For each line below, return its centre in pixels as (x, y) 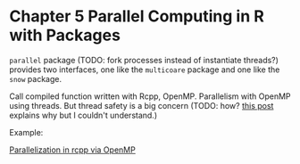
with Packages (65, 35)
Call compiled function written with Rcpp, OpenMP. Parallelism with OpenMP (150, 96)
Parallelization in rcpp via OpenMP (72, 150)
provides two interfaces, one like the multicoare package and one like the (145, 70)
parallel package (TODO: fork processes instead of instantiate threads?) (144, 60)
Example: (26, 132)
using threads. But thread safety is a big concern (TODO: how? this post (142, 105)
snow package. (36, 78)
